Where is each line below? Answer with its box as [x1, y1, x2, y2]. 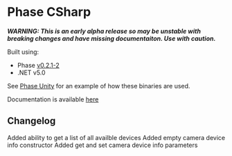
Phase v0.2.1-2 [17, 61, 60, 69]
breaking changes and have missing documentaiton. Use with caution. [7, 34, 216, 42]
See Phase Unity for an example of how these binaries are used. [7, 81, 190, 90]
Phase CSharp [7, 4, 91, 20]
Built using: [7, 48, 39, 56]
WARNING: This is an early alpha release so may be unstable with [7, 27, 201, 35]
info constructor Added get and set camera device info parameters [7, 141, 198, 149]
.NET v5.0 [17, 68, 46, 77]
